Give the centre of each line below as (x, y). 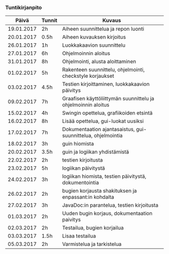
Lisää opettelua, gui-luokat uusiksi (103, 121)
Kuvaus (112, 21)
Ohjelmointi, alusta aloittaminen (99, 62)
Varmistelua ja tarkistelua (92, 244)
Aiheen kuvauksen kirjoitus (94, 37)
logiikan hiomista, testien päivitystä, (104, 176)
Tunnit (50, 21)
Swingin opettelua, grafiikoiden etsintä (107, 113)
